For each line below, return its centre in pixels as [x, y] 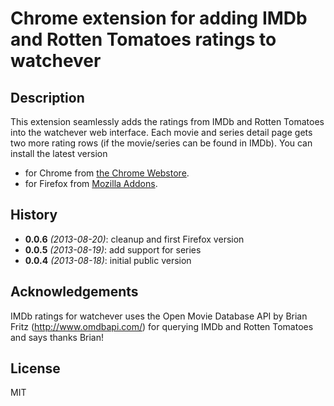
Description [47, 97]
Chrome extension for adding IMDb [159, 18]
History [34, 215]
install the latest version [59, 153]
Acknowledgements [74, 292]
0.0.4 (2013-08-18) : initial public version [108, 260]
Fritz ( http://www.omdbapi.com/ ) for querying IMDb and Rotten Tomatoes [162, 326]
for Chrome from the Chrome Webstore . [107, 173]
